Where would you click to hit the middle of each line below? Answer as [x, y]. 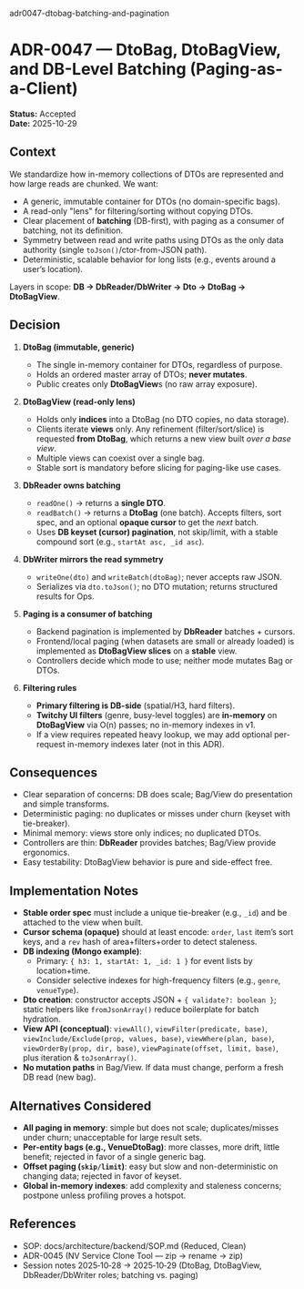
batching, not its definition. [73, 230]
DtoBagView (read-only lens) [79, 401]
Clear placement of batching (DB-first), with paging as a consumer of [153, 220]
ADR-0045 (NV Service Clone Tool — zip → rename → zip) [133, 1255]
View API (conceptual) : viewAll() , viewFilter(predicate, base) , [145, 1029]
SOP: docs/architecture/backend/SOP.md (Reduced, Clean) [134, 1245]
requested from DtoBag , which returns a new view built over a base [163, 438]
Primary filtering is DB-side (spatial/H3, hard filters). [135, 705]
